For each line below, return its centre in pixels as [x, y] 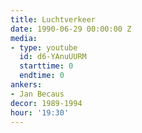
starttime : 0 [46, 66]
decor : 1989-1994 [46, 103]
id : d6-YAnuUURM [53, 57]
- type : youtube [44, 47]
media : [24, 38]
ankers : [26, 85]
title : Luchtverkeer [53, 19]
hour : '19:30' [40, 112]
